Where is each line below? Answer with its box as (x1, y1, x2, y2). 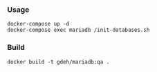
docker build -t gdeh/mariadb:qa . (7, 58, 110, 65)
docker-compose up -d (7, 21, 70, 28)
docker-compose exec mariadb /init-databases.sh (7, 26, 150, 34)
